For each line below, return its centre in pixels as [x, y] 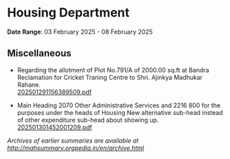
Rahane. [29, 85]
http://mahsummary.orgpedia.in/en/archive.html [76, 148]
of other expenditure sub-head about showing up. [88, 120]
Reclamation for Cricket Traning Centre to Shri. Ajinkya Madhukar [110, 77]
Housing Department [68, 13]
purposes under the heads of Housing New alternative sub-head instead [120, 112]
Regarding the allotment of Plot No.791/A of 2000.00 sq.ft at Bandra [113, 70]
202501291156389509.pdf [54, 92]
